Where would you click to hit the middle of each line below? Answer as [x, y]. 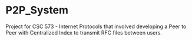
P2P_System [37, 10]
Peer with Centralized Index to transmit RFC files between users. [84, 32]
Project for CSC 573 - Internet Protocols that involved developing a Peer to [96, 26]
